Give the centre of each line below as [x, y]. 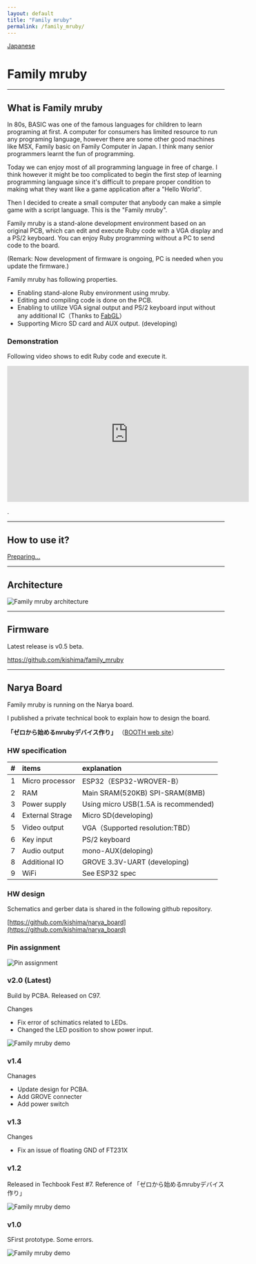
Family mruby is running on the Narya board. [71, 705]
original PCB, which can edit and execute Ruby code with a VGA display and [115, 231]
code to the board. [33, 245]
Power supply [44, 804]
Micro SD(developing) [118, 815]
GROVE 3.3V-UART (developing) [136, 862]
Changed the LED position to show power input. [85, 1029]
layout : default [30, 13]
